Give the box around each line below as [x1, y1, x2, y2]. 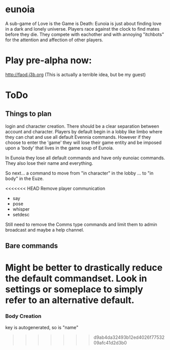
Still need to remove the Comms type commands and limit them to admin [5, 221, 157, 228]
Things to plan [5, 110, 52, 118]
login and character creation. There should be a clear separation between [5, 123, 159, 129]
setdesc [12, 211, 29, 217]
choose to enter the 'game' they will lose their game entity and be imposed [5, 139, 162, 145]
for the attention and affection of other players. [5, 37, 104, 43]
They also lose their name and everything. [5, 160, 93, 166]
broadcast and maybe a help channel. [5, 227, 85, 233]
